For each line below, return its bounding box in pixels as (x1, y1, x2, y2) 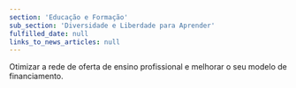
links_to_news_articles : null (9, 37, 121, 47)
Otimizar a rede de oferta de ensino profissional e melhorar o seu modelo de (9, 62, 287, 72)
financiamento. (9, 71, 64, 82)
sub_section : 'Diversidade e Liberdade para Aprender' (9, 21, 216, 30)
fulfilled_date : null (9, 29, 89, 38)
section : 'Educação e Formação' (9, 12, 128, 22)
